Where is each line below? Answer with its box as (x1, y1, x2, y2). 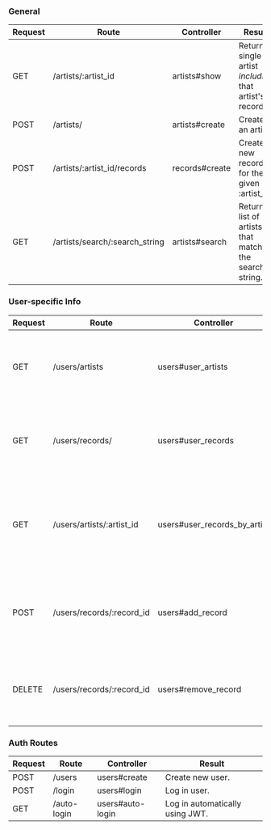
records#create (172, 163, 231, 174)
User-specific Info (8, 296, 81, 307)
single (238, 50, 262, 61)
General (8, 6, 40, 17)
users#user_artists (157, 361, 228, 372)
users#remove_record (157, 684, 242, 695)
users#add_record (157, 607, 227, 618)
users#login (96, 785, 143, 796)
